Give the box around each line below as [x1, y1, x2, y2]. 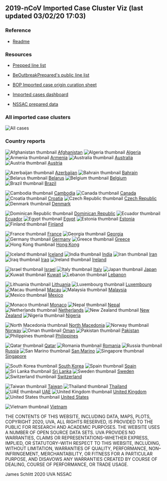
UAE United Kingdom [42, 389, 147, 395]
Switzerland [57, 374, 82, 380]
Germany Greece [52, 236, 130, 242]
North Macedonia [69, 322, 105, 328]
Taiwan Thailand [47, 383, 127, 389]
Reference [5, 27, 31, 34]
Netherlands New [58, 307, 149, 313]
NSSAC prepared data [12, 101, 59, 107]
